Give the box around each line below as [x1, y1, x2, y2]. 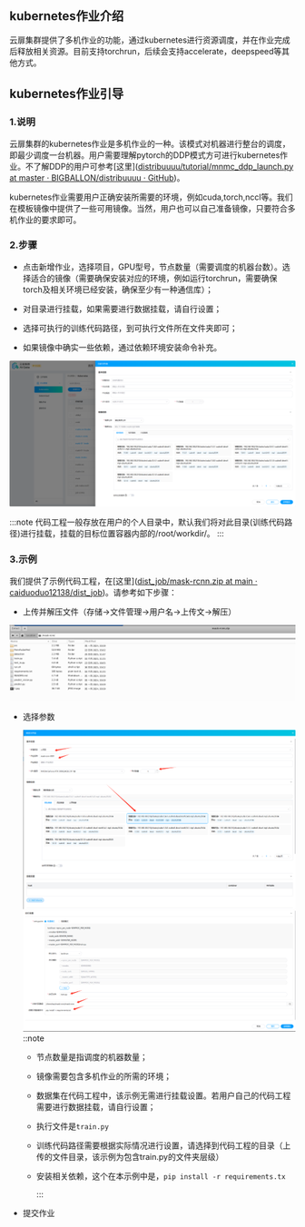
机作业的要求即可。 [9, 214, 82, 225]
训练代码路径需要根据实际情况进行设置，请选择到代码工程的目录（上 [35, 1140, 291, 1151]
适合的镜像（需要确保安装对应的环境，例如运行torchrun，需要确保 [30, 272, 278, 283]
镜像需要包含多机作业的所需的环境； [35, 1071, 172, 1082]
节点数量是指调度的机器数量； [35, 1052, 148, 1063]
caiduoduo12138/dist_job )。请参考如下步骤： [9, 586, 177, 597]
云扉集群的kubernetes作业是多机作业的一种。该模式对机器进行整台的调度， [9, 138, 290, 149]
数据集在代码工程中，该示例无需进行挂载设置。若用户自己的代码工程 [35, 1090, 291, 1101]
